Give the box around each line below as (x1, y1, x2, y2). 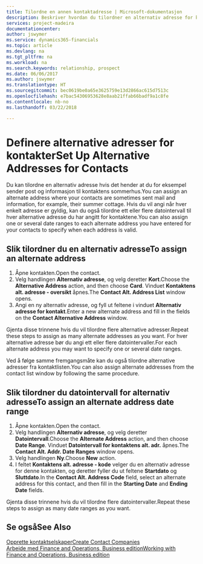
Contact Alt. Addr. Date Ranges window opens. (14, 448, 135, 455)
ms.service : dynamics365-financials (6, 37, 98, 43)
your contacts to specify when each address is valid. (6, 226, 138, 233)
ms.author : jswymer (6, 76, 56, 82)
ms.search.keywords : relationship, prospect (6, 65, 120, 71)
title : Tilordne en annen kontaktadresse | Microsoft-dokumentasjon (6, 8, 182, 15)
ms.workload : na (6, 59, 47, 65)
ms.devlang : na (6, 48, 45, 54)
